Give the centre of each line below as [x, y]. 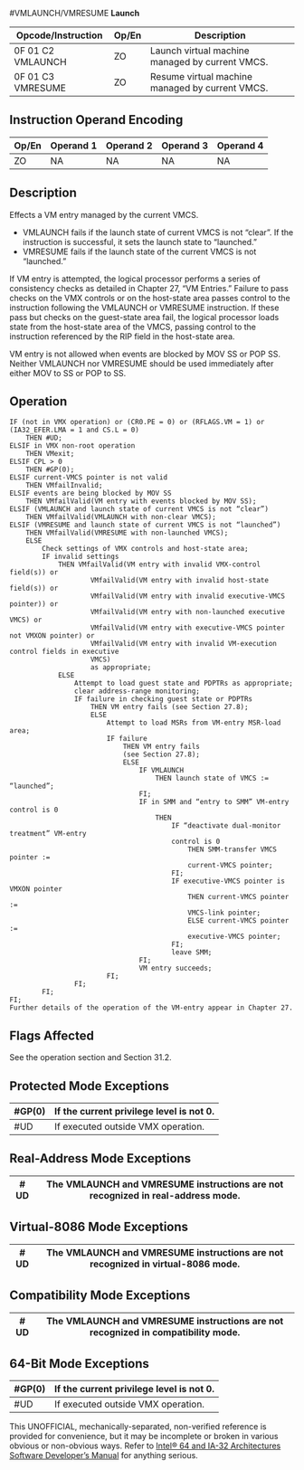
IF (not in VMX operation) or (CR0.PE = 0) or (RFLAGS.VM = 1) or [137, 422]
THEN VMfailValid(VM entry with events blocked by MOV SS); [141, 501]
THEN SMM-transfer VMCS [233, 849]
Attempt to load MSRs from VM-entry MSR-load [194, 723]
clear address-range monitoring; [137, 691]
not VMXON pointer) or [52, 636]
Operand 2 [129, 146]
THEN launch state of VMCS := [212, 778]
